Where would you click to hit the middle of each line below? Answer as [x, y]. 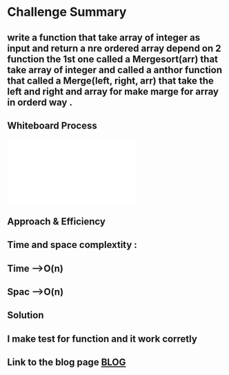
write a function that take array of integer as [104, 38]
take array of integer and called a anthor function [115, 70]
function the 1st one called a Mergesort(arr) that [113, 59]
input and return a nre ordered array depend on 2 [114, 48]
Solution [26, 315]
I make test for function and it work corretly [102, 339]
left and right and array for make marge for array [113, 92]
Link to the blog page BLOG [67, 362]
